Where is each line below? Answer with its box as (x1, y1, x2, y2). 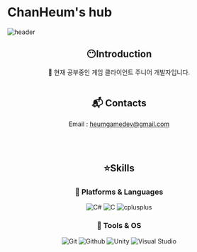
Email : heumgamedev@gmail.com (68, 120, 170, 128)
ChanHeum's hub (7, 4, 112, 21)
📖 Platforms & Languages (74, 187, 164, 197)
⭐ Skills (103, 162, 135, 174)
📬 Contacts (91, 97, 147, 110)
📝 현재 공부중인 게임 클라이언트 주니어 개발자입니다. (47, 68, 191, 76)
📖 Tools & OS (96, 221, 142, 231)
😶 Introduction (86, 48, 152, 60)
